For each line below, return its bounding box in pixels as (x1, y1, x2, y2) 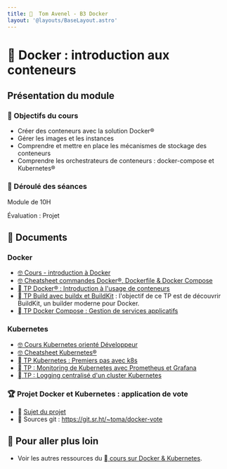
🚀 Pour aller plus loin (7, 435, 99, 447)
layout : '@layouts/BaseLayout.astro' (7, 17, 118, 24)
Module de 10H (7, 197, 51, 206)
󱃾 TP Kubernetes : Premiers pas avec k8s (17, 356, 138, 364)
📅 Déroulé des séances (7, 182, 88, 192)
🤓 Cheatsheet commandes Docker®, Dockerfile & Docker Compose (17, 277, 213, 285)
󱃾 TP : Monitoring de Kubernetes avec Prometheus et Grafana (17, 363, 197, 372)
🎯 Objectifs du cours (7, 111, 79, 120)
